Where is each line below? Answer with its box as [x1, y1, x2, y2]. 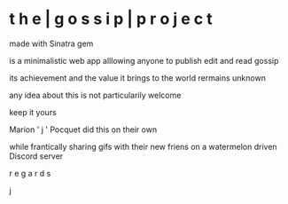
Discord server [9, 151, 64, 161]
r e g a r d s [9, 168, 51, 178]
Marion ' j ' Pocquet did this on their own [9, 124, 158, 135]
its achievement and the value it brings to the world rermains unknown [9, 72, 266, 83]
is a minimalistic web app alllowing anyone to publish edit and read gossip [9, 55, 279, 66]
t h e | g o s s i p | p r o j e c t [9, 9, 213, 29]
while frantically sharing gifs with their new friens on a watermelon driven [9, 141, 277, 152]
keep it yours [9, 106, 58, 117]
